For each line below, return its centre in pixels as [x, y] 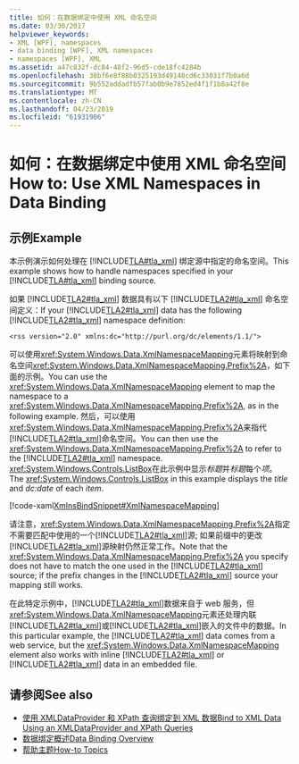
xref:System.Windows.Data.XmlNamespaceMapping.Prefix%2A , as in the [144, 406]
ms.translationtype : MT [54, 92]
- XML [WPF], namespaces [55, 42]
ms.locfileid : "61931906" [57, 117]
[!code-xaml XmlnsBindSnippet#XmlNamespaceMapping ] [115, 506]
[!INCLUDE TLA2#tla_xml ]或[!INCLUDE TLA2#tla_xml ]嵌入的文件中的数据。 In [148, 625]
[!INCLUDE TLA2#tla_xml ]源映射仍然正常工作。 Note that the [118, 547]
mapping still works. [46, 585]
